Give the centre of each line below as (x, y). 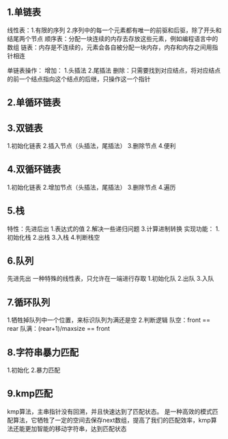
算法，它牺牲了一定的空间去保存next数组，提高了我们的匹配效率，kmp (112, 420)
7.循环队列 (29, 302)
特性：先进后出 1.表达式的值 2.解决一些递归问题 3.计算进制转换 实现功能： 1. (114, 229)
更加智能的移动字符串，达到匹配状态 (76, 428)
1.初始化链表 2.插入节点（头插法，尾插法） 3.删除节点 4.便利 (91, 146)
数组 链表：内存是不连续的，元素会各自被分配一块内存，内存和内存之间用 (110, 47)
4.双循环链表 (34, 170)
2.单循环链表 (34, 102)
